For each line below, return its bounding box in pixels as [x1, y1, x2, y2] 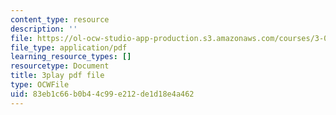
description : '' [10, 24, 78, 34]
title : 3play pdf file [10, 71, 105, 81]
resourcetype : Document [10, 61, 110, 71]
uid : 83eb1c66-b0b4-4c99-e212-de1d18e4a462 [10, 89, 195, 99]
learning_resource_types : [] [10, 52, 132, 62]
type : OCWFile [10, 80, 70, 90]
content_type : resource [10, 14, 110, 25]
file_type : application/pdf [10, 42, 128, 53]
